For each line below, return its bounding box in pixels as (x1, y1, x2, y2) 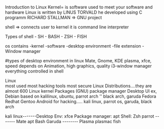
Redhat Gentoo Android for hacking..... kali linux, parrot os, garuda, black (5, 99, 152, 104)
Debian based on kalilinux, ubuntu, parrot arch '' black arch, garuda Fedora (5, 93, 157, 99)
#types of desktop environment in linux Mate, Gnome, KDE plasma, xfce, (5, 58, 152, 63)
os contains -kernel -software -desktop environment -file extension (5, 43, 141, 49)
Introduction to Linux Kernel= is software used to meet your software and (5, 4, 153, 10)
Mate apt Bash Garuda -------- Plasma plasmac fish (16, 119, 121, 124)
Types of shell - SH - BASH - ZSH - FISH (5, 34, 87, 39)
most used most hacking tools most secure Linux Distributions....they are (5, 83, 152, 89)
